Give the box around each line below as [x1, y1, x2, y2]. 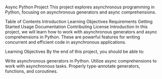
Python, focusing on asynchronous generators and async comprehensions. [5, 9, 157, 15]
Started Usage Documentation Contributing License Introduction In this [5, 24, 148, 30]
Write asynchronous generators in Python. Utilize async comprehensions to [5, 58, 157, 63]
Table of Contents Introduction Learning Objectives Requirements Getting [5, 19, 153, 24]
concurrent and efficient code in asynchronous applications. [5, 39, 126, 45]
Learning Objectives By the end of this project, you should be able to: [5, 48, 144, 54]
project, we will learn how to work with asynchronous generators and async [5, 29, 158, 34]
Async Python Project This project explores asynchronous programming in [5, 4, 155, 10]
